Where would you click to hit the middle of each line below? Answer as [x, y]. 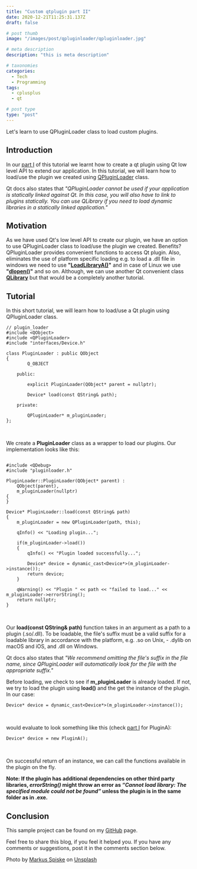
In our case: [21, 695]
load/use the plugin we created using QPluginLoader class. [78, 177]
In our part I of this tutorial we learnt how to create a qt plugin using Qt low [96, 164]
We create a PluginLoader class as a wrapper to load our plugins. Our [91, 443]
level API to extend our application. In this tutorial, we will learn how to [91, 171]
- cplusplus [26, 93]
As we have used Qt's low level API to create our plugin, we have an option [97, 240]
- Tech [19, 77]
